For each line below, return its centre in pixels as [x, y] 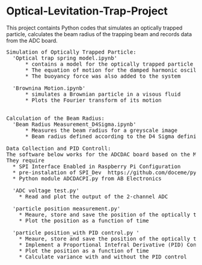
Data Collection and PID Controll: [59, 148]
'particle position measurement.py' [66, 208]
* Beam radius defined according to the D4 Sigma [99, 136]
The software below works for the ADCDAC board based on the [98, 154]
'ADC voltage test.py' [46, 190]
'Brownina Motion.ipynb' [49, 88]
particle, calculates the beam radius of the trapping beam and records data [99, 34]
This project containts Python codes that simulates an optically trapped [94, 28]
